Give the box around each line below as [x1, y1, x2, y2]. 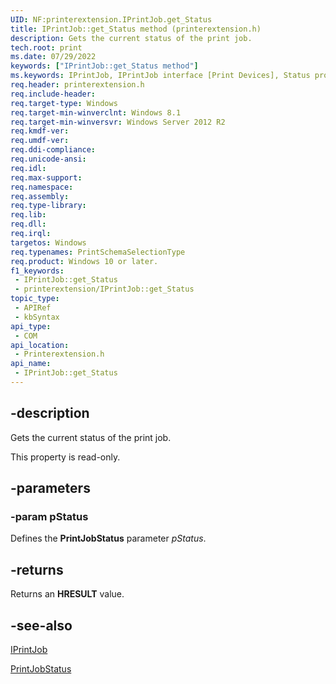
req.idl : [10, 163, 47, 173]
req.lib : [10, 210, 47, 220]
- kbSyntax [14, 312, 60, 322]
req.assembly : [10, 191, 70, 201]
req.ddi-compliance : [10, 145, 97, 155]
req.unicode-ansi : [10, 154, 87, 164]
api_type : [10, 321, 52, 331]
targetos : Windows [10, 237, 87, 248]
